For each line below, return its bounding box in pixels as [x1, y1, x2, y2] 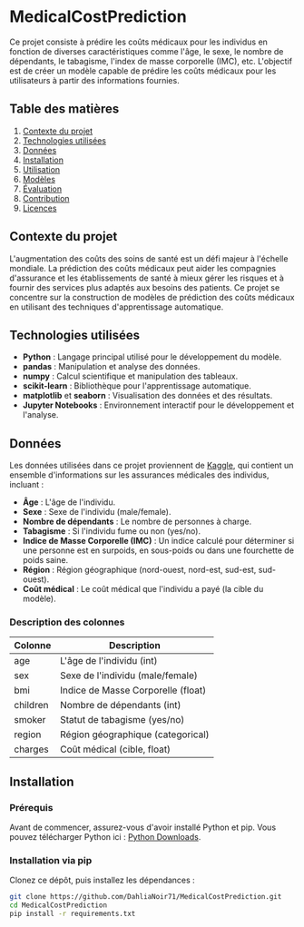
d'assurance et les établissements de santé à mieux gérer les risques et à [9, 272, 284, 283]
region [14, 728, 42, 741]
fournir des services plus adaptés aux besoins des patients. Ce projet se [9, 281, 280, 292]
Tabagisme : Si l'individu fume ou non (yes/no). [22, 526, 201, 537]
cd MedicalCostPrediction [9, 901, 107, 910]
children [14, 699, 49, 712]
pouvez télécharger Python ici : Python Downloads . [9, 832, 201, 843]
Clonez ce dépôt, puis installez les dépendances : [9, 874, 195, 886]
